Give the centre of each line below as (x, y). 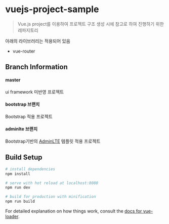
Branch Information (36, 67)
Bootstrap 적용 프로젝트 (29, 116)
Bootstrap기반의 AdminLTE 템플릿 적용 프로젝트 (53, 141)
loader (12, 216)
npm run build (20, 201)
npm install (18, 174)
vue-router (24, 51)
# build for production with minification (51, 197)
